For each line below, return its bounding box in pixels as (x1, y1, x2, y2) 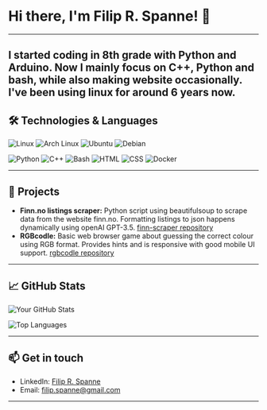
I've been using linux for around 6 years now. (8, 86, 236, 99)
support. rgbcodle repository (19, 248, 114, 257)
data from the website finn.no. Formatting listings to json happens (19, 214, 236, 223)
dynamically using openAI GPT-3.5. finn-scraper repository (19, 222, 214, 232)
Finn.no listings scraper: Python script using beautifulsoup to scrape (19, 206, 248, 215)
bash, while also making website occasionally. (8, 73, 242, 87)
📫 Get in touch (8, 351, 84, 365)
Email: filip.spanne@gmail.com (19, 385, 121, 394)
